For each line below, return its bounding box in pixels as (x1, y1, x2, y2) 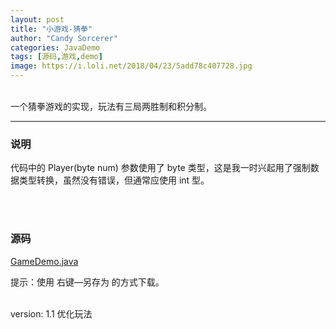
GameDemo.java (10, 255, 79, 267)
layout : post (10, 14, 65, 25)
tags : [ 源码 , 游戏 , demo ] (10, 52, 103, 62)
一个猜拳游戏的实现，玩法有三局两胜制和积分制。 (10, 101, 212, 112)
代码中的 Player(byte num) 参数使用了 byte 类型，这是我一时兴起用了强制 (10, 162, 311, 174)
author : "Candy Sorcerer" (10, 33, 118, 43)
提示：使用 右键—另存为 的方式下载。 (10, 276, 165, 288)
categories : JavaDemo (10, 42, 101, 53)
